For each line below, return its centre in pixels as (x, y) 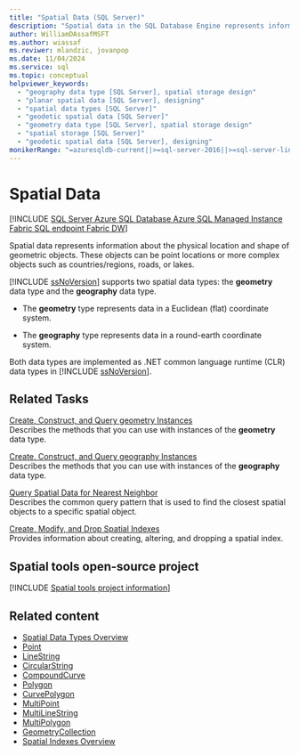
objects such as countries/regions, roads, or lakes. (102, 264)
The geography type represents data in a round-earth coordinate (142, 335)
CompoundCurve (54, 675)
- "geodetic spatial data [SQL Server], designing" (115, 142)
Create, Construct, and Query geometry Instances (101, 420)
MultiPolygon (46, 723)
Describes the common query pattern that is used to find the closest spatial (148, 502)
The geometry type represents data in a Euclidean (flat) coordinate (145, 308)
